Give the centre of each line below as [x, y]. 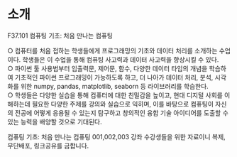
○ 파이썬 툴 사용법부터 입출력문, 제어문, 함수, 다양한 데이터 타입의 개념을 [108, 68]
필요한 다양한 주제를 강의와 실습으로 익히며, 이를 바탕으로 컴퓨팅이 [123, 104]
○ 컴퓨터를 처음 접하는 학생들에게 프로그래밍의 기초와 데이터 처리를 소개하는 [112, 50]
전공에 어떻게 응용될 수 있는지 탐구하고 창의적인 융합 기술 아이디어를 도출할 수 [122, 113]
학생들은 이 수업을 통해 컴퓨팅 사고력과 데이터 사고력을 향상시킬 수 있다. [121, 59]
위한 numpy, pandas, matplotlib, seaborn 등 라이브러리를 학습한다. [115, 86]
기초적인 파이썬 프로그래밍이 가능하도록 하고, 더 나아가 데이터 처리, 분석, [114, 77]
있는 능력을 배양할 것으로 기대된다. [55, 121]
